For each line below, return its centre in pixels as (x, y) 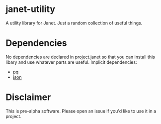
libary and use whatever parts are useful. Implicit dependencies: (71, 62)
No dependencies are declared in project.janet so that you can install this (80, 57)
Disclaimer (28, 97)
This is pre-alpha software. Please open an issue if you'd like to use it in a (81, 111)
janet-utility (31, 9)
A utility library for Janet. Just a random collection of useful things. (74, 23)
